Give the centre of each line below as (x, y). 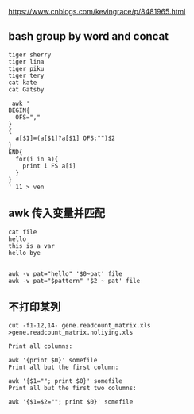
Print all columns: (41, 346)
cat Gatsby (26, 89)
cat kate (23, 83)
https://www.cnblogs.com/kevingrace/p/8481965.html (97, 12)
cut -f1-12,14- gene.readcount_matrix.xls (80, 326)
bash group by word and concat (89, 36)
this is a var (32, 246)
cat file (23, 232)
